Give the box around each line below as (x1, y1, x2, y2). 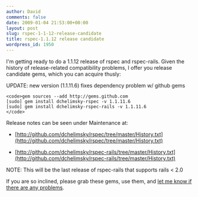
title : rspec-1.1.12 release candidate (6, 36, 105, 42)
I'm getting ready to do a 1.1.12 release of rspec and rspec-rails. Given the (6, 57, 185, 65)
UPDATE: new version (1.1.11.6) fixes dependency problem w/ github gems (6, 82, 186, 89)
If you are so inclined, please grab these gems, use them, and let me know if (6, 177, 192, 185)
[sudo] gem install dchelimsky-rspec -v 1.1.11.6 (6, 98, 131, 104)
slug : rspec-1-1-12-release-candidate (6, 31, 102, 37)
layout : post (6, 25, 38, 31)
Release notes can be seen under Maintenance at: (6, 119, 128, 126)
